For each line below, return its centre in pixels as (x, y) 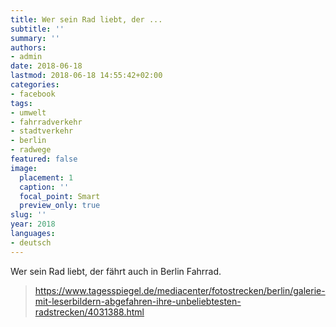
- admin (26, 57)
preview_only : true (60, 206)
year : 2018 (33, 224)
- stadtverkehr (42, 131)
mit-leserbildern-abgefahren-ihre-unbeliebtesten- (138, 301)
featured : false (44, 159)
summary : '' (35, 38)
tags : (21, 103)
